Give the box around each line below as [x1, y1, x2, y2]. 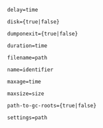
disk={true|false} [7, 18, 60, 25]
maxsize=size [7, 90, 45, 97]
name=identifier [7, 66, 54, 73]
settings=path [7, 114, 48, 121]
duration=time [7, 42, 48, 49]
